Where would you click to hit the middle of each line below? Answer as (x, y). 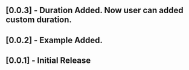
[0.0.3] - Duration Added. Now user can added (94, 10)
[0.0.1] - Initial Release (48, 61)
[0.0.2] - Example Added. (54, 40)
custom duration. (39, 20)
